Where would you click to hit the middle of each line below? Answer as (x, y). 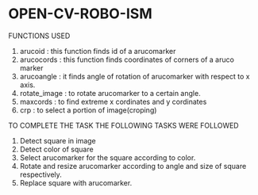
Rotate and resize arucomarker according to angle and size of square (133, 166)
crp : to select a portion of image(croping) (88, 110)
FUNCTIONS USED (39, 36)
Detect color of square (56, 149)
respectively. (40, 174)
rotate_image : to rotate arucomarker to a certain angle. (110, 93)
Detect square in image (58, 140)
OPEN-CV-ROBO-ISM (80, 14)
